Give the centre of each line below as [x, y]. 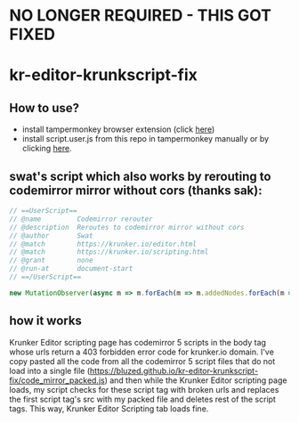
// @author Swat [51, 236]
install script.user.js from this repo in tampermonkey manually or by [145, 139]
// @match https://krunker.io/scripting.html [109, 252]
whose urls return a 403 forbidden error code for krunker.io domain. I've [141, 352]
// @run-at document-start [71, 269]
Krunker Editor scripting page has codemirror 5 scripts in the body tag [138, 342]
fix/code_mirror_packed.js [57, 380]
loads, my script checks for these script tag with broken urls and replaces [144, 389]
